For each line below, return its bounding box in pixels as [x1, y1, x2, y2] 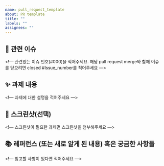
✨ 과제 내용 [5, 80, 38, 89]
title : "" [5, 16, 25, 21]
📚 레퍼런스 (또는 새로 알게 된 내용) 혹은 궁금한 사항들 [5, 140, 155, 148]
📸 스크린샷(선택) [5, 110, 51, 119]
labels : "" [5, 21, 27, 26]
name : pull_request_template [5, 7, 65, 12]
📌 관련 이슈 [5, 45, 37, 53]
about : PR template [5, 12, 45, 17]
